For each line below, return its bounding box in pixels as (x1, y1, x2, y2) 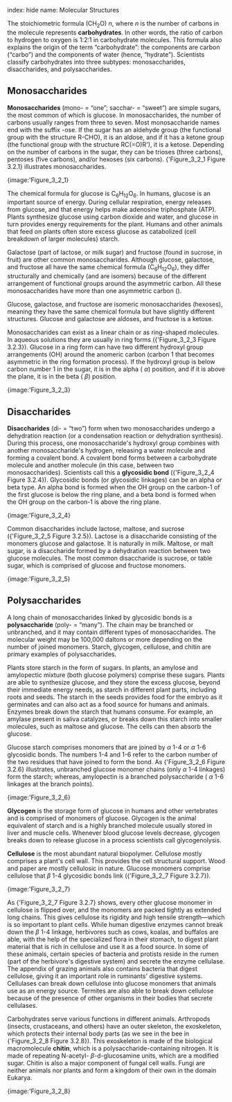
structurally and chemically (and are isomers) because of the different (7, 272, 207, 280)
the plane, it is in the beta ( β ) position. (7, 372, 117, 381)
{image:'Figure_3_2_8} (7, 1087, 71, 1095)
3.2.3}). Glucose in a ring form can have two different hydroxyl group (7, 343, 204, 352)
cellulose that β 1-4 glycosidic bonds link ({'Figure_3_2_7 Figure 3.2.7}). (7, 871, 211, 880)
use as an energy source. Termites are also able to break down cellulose (7, 986, 214, 995)
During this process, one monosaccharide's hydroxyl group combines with (7, 439, 220, 447)
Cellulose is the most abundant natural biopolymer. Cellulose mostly (7, 849, 202, 858)
